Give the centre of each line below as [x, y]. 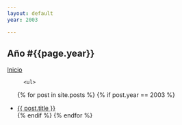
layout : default [30, 13]
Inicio [15, 70]
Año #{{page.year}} [51, 53]
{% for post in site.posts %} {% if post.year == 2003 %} [96, 95]
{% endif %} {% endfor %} [55, 115]
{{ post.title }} [36, 108]
